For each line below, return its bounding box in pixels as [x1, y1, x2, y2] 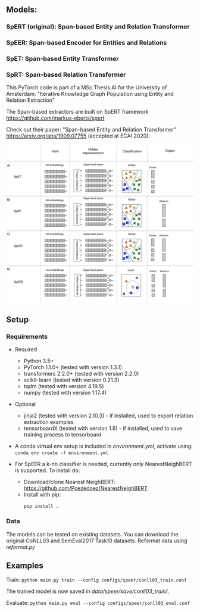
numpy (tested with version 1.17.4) [23, 389, 107, 396]
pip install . [23, 503, 59, 510]
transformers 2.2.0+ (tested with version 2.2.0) [23, 370, 139, 377]
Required [14, 346, 37, 353]
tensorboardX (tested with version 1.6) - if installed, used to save [23, 425, 183, 432]
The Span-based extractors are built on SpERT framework [6, 108, 149, 115]
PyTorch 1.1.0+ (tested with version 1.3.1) [23, 364, 123, 371]
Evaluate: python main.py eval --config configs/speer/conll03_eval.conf [6, 599, 190, 607]
